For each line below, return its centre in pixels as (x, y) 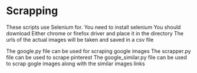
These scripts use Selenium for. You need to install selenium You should (93, 27)
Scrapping (32, 11)
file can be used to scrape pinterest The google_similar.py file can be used (97, 57)
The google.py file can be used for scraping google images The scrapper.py (98, 51)
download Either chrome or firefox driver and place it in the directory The (95, 33)
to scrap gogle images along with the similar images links (76, 64)
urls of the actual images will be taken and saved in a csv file (80, 39)
